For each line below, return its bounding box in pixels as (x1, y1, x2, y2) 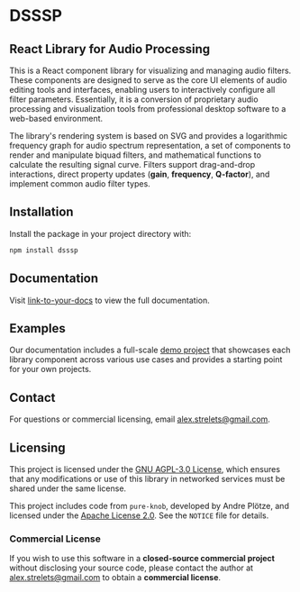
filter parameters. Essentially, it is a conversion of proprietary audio (9, 94, 259, 105)
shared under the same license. (9, 483, 127, 494)
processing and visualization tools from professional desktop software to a (9, 104, 286, 114)
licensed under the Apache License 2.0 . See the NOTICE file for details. (9, 510, 269, 521)
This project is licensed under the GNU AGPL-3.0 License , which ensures (9, 463, 281, 474)
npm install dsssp (9, 245, 78, 255)
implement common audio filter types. (9, 178, 150, 189)
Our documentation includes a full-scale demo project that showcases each (9, 344, 291, 356)
